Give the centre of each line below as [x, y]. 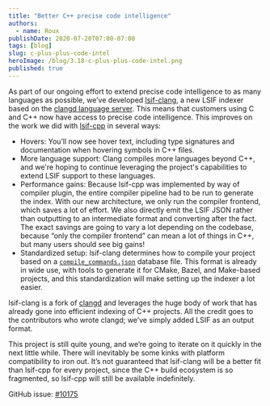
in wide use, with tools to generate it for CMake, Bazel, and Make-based [140, 270]
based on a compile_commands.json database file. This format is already [138, 261]
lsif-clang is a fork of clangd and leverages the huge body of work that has [133, 303]
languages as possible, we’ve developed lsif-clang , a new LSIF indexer [126, 100]
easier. [31, 287]
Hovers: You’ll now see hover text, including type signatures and [127, 141]
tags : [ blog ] [30, 46]
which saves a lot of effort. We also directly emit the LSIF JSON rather [136, 210]
